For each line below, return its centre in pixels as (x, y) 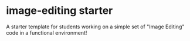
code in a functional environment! (47, 32)
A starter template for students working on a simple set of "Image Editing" (95, 27)
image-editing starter (60, 11)
